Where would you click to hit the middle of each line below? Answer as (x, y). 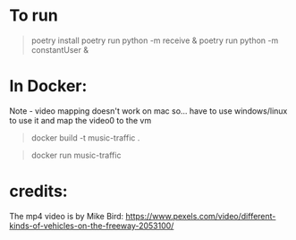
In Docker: (48, 86)
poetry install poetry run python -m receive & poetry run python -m (155, 40)
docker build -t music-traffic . (85, 137)
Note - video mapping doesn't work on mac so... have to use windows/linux (148, 111)
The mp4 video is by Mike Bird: (67, 216)
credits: (39, 191)
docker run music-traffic (76, 155)
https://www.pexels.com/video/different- (201, 216)
